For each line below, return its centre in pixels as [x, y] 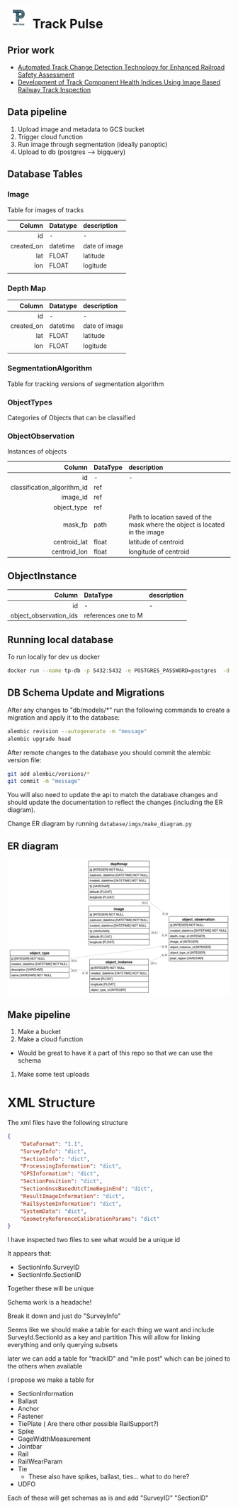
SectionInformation [46, 1394]
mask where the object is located [177, 525]
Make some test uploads [53, 1075]
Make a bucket [39, 1032]
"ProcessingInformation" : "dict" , [71, 1166]
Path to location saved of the [170, 517]
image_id [74, 497]
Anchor [28, 1409]
